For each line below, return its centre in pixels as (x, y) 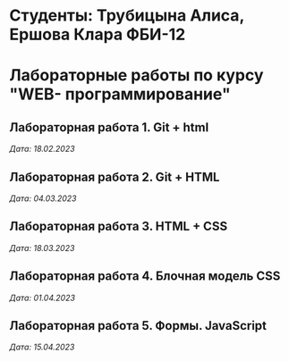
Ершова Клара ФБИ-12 (98, 34)
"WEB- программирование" (120, 94)
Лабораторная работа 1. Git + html (109, 127)
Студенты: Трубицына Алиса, (127, 16)
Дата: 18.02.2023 (42, 149)
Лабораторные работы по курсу (136, 76)
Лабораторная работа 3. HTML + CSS (119, 227)
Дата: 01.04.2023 (42, 298)
